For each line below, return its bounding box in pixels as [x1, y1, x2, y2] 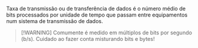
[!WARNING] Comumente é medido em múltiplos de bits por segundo [20, 29, 193, 36]
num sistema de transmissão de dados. [6, 18, 103, 24]
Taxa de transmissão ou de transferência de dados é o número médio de [6, 5, 186, 12]
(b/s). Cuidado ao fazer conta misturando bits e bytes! [20, 36, 155, 42]
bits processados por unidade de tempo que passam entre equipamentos [6, 11, 188, 18]
